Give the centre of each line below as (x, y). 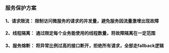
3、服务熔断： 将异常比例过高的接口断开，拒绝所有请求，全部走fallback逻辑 (85, 45)
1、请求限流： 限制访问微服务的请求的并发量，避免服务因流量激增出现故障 (82, 20)
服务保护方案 (21, 7)
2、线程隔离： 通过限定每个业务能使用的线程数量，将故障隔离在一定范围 (80, 33)
